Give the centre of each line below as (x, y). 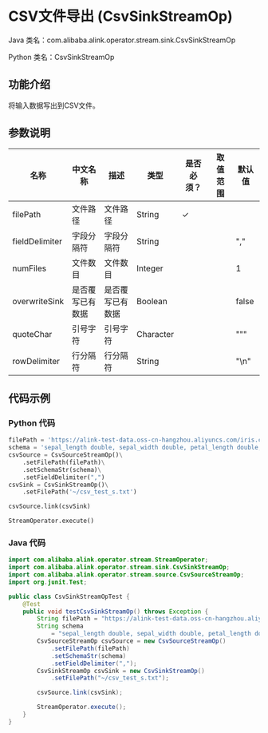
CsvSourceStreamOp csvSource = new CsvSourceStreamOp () (132, 641)
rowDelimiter (36, 361)
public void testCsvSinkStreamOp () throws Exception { (116, 612)
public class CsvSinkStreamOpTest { (69, 596)
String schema (60, 626)
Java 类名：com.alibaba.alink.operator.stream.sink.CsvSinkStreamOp (122, 40)
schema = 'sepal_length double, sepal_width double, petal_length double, (135, 448)
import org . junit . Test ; (48, 582)
